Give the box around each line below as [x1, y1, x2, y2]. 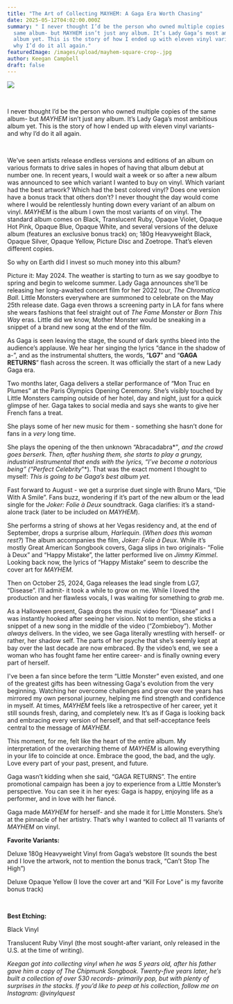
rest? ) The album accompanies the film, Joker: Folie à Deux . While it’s [7, 536, 206, 544]
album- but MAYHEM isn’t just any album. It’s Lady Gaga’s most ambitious [7, 114, 218, 123]
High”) [7, 864, 26, 872]
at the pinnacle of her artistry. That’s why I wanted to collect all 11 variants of [7, 815, 225, 823]
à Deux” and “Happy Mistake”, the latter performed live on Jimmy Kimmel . [7, 550, 218, 558]
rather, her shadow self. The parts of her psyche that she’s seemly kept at [7, 636, 218, 644]
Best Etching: [7, 912, 47, 920]
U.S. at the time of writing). [7, 946, 85, 954]
